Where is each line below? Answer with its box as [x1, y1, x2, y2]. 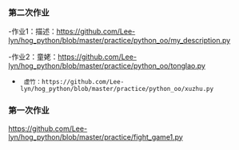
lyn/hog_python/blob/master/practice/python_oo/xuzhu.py [19, 85, 214, 93]
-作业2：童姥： [8, 52, 58, 61]
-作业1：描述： [8, 26, 58, 37]
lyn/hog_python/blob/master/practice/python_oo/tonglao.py [8, 61, 206, 71]
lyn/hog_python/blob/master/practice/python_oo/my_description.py [8, 36, 231, 45]
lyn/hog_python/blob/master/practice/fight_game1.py [8, 132, 184, 141]
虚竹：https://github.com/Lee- [23, 78, 125, 86]
